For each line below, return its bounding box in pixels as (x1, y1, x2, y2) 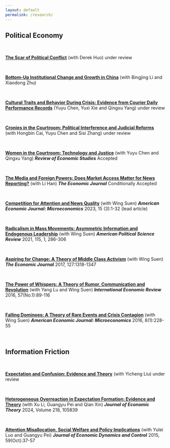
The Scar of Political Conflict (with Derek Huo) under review (5, 55, 132, 61)
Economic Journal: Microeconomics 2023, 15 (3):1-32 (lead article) (5, 206, 148, 212)
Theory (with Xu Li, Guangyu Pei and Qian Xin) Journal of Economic (5, 402, 150, 408)
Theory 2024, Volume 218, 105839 (5, 407, 78, 413)
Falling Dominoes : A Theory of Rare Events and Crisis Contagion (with (5, 312, 156, 318)
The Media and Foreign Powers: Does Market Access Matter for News (5, 175, 155, 181)
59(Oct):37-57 (5, 437, 36, 444)
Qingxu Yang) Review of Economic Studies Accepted (5, 155, 118, 161)
